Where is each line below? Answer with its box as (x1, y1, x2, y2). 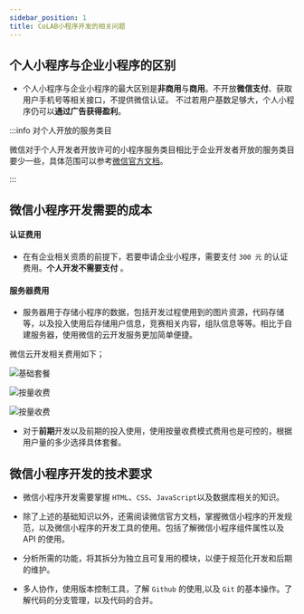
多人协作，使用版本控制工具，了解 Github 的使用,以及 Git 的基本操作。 (22, 583, 285, 594)
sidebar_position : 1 (9, 13, 88, 23)
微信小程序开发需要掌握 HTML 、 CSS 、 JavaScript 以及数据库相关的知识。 (22, 491, 285, 503)
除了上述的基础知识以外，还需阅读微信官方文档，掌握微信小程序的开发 (22, 511, 285, 522)
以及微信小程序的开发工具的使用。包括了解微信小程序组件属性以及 (38, 522, 285, 532)
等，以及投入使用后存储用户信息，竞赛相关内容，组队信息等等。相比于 (22, 318, 285, 329)
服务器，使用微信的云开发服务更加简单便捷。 (30, 330, 197, 341)
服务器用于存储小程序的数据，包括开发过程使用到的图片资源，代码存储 (22, 307, 285, 318)
